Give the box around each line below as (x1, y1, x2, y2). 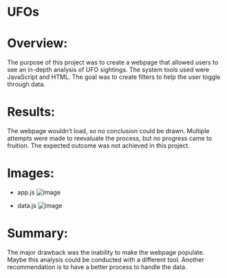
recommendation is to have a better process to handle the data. (7, 262, 187, 271)
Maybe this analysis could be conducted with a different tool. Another (7, 255, 204, 264)
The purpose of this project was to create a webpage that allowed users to (7, 58, 219, 67)
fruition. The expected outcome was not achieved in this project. (7, 141, 191, 150)
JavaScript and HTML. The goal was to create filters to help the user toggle (7, 73, 221, 81)
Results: (7, 104, 55, 120)
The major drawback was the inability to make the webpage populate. (7, 248, 205, 256)
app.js (17, 188, 35, 196)
